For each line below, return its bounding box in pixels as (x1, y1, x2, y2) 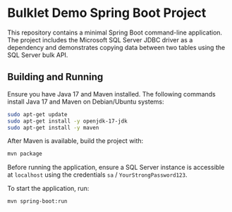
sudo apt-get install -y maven (7, 124, 99, 131)
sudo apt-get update (7, 111, 68, 118)
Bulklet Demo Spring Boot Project (7, 5, 207, 21)
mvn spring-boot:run (7, 198, 68, 205)
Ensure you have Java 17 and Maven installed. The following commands (7, 89, 216, 98)
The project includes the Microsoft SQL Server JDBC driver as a (7, 35, 193, 44)
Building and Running (7, 71, 104, 83)
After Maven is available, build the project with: (7, 137, 144, 145)
